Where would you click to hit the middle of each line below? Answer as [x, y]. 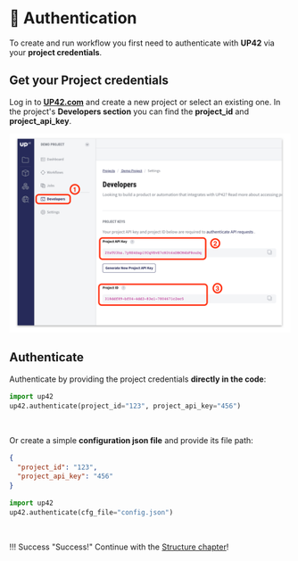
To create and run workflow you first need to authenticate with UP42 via [142, 43]
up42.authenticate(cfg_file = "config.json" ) [91, 513]
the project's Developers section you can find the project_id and [129, 111]
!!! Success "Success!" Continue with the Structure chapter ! [119, 547]
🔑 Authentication [73, 18]
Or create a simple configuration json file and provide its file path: [132, 440]
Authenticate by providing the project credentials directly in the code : [138, 379]
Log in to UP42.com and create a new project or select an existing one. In [145, 102]
